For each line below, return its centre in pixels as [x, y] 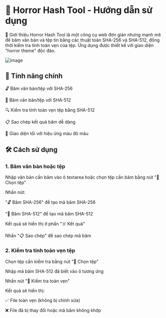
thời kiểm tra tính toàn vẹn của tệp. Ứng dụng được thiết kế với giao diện [79, 45]
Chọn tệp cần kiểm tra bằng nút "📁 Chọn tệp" [52, 261]
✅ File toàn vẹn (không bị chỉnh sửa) [43, 300]
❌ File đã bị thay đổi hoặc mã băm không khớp [53, 310]
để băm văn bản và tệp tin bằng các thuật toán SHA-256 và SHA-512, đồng [82, 40]
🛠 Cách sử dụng [31, 150]
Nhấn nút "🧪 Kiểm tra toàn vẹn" [37, 281]
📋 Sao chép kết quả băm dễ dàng [40, 121]
